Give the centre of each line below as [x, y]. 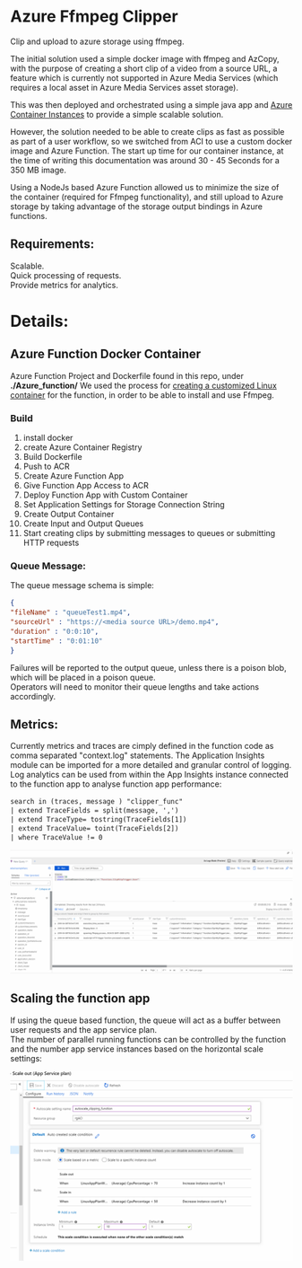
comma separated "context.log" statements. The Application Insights [138, 755]
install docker [48, 438]
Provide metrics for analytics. [65, 285]
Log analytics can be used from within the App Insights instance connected [150, 775]
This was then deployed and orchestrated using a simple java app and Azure [151, 104]
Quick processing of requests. [66, 275]
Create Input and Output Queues [83, 524]
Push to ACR [46, 467]
